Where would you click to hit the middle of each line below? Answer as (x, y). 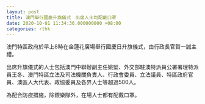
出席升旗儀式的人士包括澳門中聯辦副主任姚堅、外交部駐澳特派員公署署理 (97, 67)
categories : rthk (28, 29)
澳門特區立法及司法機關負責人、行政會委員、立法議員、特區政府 (107, 75)
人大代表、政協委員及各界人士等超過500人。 (83, 82)
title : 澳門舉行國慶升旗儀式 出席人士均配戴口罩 (61, 18)
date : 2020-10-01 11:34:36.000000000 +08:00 (64, 23)
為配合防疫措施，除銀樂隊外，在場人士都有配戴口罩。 (73, 95)
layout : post (23, 12)
